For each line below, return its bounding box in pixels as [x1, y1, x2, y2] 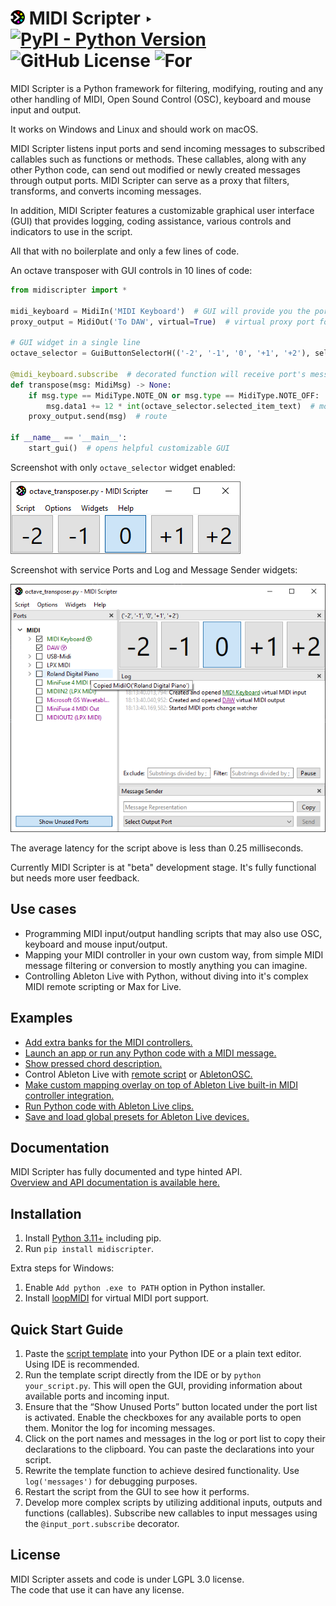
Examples [10, 1010, 73, 1027]
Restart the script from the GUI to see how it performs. [24, 1485, 250, 1497]
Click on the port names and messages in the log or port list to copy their [24, 1432, 326, 1444]
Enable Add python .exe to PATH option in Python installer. [24, 1282, 266, 1294]
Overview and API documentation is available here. [10, 1177, 220, 1189]
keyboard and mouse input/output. [24, 938, 168, 950]
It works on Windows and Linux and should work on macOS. [10, 123, 259, 135]
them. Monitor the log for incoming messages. [24, 1422, 216, 1434]
